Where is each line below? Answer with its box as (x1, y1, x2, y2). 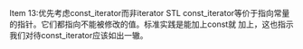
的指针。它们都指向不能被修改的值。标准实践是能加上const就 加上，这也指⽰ (9, 19, 294, 29)
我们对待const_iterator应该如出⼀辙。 (9, 30, 148, 40)
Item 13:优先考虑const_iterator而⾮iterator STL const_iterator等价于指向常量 (9, 8, 290, 18)
